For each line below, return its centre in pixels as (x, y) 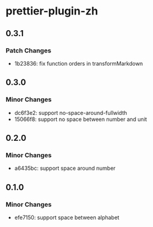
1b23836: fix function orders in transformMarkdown (79, 63)
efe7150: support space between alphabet (67, 217)
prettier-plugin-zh (52, 11)
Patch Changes (29, 51)
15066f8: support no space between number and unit (80, 119)
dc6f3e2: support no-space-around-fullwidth (71, 113)
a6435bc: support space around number (65, 168)
